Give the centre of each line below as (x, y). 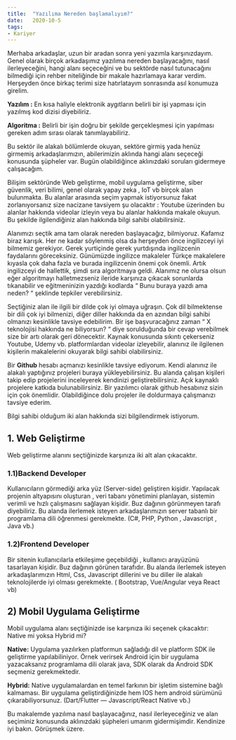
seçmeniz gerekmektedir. (44, 672)
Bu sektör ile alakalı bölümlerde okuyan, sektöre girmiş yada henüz (104, 147)
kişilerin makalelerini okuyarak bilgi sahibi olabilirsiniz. (85, 351)
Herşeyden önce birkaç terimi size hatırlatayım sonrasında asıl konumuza (113, 83)
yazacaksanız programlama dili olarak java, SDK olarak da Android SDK (110, 664)
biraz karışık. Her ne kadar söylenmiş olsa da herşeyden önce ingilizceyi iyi (116, 241)
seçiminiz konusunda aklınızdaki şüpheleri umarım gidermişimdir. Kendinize (116, 722)
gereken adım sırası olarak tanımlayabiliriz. (69, 133)
